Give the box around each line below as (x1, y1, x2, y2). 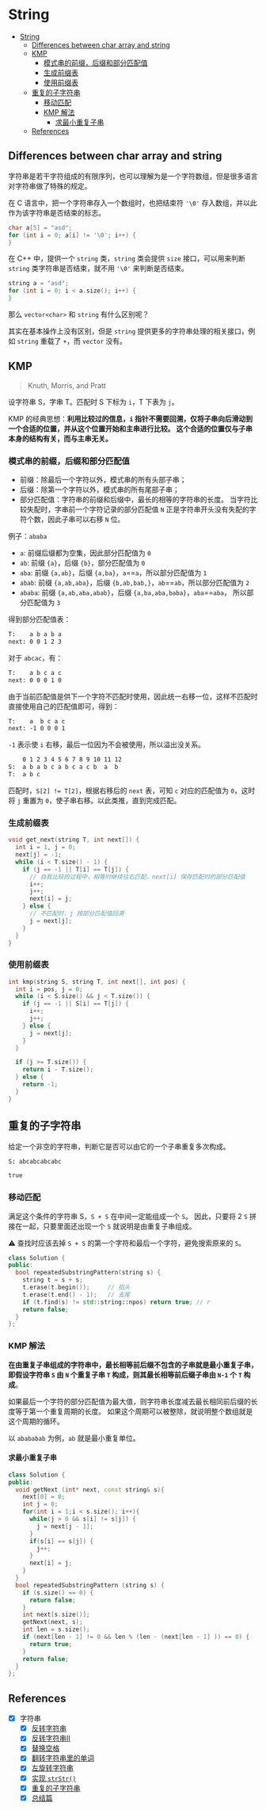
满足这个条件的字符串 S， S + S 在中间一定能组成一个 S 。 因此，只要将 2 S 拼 (8, 1211, 257, 1221)
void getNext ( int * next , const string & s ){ (15, 1485, 165, 1494)
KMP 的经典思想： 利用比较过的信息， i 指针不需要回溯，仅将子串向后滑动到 (8, 413, 253, 423)
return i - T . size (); (22, 1065, 93, 1074)
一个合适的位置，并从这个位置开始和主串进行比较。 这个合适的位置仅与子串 (8, 424, 253, 433)
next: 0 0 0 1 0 (8, 676, 62, 684)
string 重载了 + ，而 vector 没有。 (17, 337, 127, 345)
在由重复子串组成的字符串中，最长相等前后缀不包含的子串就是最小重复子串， (8, 1360, 258, 1370)
